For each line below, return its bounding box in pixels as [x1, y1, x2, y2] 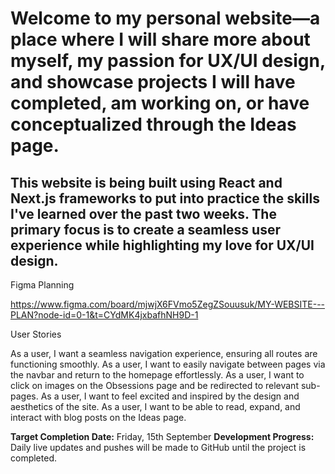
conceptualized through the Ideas [10, 113, 297, 136]
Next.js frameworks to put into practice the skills [10, 190, 320, 207]
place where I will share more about [10, 28, 311, 51]
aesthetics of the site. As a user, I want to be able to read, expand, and [10, 401, 301, 412]
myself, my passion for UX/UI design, [10, 50, 326, 72]
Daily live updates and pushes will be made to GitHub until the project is [10, 442, 307, 453]
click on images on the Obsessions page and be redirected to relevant [10, 380, 299, 391]
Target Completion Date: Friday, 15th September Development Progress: [10, 431, 315, 442]
